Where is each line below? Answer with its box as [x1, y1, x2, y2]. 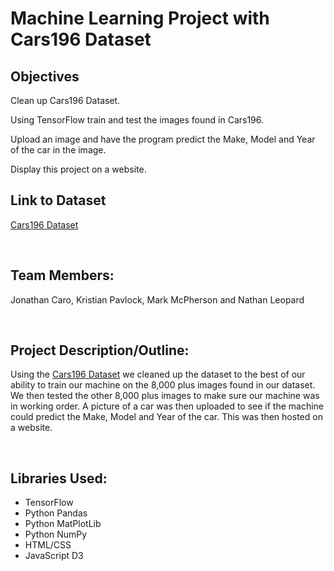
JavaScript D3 [24, 550, 84, 562]
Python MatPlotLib [24, 518, 102, 530]
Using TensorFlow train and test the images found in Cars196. [10, 114, 265, 126]
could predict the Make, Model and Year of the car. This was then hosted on [10, 411, 323, 423]
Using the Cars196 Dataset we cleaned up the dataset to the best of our [10, 368, 306, 381]
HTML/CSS [24, 539, 72, 551]
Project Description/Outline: [10, 342, 190, 359]
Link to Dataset [10, 192, 107, 209]
